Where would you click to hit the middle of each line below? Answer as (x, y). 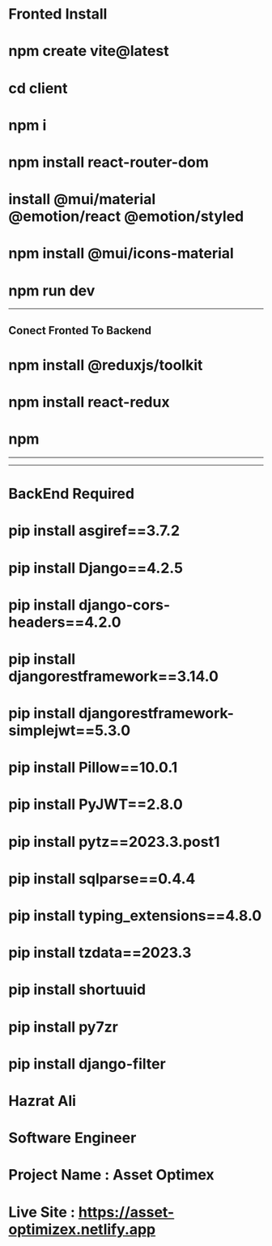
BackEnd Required (72, 494)
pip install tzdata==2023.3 (100, 953)
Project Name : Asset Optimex (111, 1175)
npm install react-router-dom (108, 162)
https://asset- (126, 1212)
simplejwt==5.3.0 (70, 731)
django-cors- (124, 605)
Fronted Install (58, 14)
